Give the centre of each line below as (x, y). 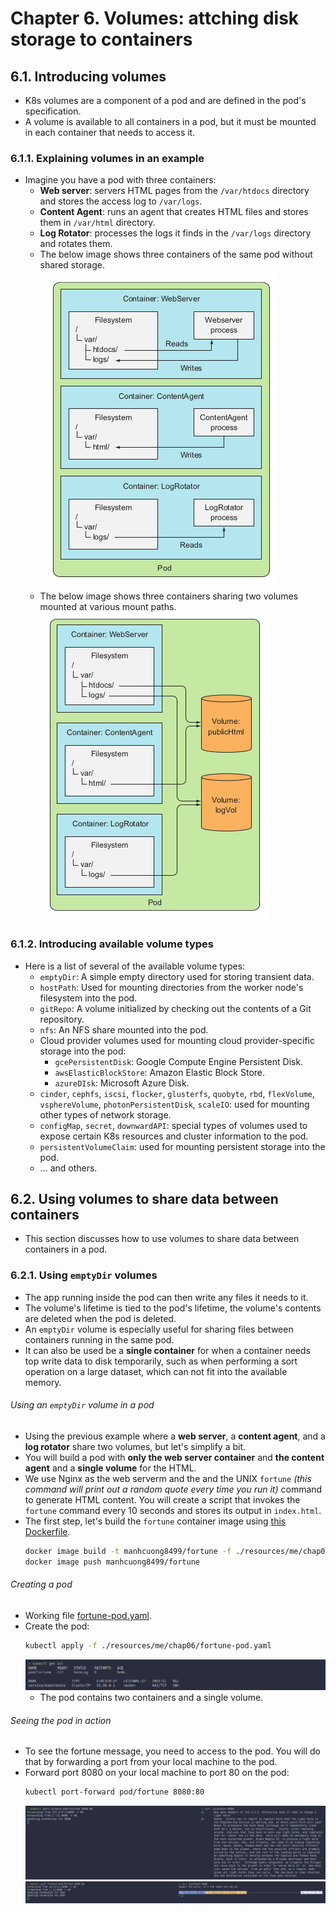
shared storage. (72, 265)
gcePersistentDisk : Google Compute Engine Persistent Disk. (179, 1061)
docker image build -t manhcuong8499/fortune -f (128, 1551)
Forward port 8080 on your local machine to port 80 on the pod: (157, 1773)
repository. (62, 1019)
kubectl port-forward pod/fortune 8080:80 (114, 1792)
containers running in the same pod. (99, 1339)
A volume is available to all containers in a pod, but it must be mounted (170, 121)
